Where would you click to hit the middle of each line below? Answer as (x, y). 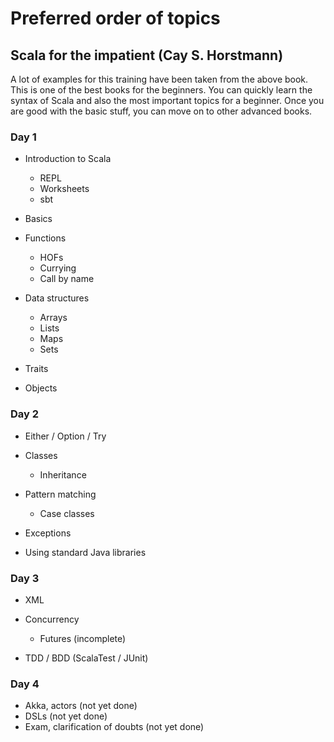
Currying (58, 268)
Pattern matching (60, 494)
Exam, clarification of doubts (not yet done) (114, 727)
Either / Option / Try (65, 436)
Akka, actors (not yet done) (81, 706)
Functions (45, 238)
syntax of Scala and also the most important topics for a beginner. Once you (167, 100)
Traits (36, 369)
